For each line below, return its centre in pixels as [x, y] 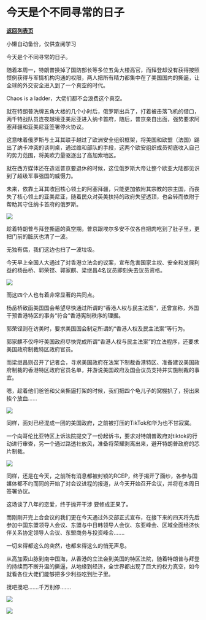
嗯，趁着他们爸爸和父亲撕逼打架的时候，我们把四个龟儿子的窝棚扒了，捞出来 [103, 390]
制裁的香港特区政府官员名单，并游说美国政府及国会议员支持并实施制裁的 [103, 370]
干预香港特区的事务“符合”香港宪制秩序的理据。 [65, 315]
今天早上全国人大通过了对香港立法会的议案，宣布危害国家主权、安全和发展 [100, 262]
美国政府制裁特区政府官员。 [41, 349]
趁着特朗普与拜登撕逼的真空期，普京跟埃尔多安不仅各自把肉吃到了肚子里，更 [103, 228]
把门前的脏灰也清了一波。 [39, 236]
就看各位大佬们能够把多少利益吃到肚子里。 [60, 574]
